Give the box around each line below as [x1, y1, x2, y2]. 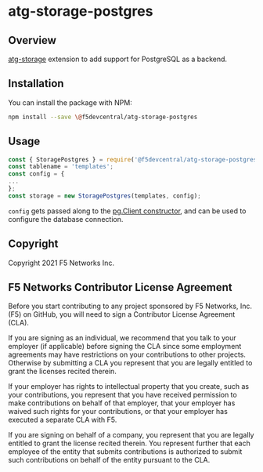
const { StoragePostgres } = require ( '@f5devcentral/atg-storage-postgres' [8, 155, 261, 163]
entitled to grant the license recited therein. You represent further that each [8, 438, 250, 448]
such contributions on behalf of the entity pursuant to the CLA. [8, 456, 211, 465]
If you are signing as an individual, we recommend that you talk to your [8, 333, 236, 343]
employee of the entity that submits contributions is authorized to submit [8, 447, 243, 456]
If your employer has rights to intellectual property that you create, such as [8, 382, 249, 391]
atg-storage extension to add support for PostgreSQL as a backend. [8, 54, 228, 64]
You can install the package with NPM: [8, 97, 133, 107]
